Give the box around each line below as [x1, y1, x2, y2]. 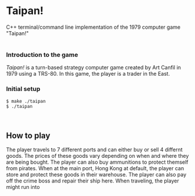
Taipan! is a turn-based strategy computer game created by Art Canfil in [6, 64, 181, 71]
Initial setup [6, 85, 41, 93]
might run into [6, 184, 40, 191]
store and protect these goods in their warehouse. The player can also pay [6, 171, 187, 178]
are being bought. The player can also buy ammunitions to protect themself [6, 158, 189, 165]
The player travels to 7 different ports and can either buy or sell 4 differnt [6, 146, 183, 153]
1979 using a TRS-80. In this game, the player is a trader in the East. [6, 70, 170, 77]
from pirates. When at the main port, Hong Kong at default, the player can [6, 165, 184, 172]
